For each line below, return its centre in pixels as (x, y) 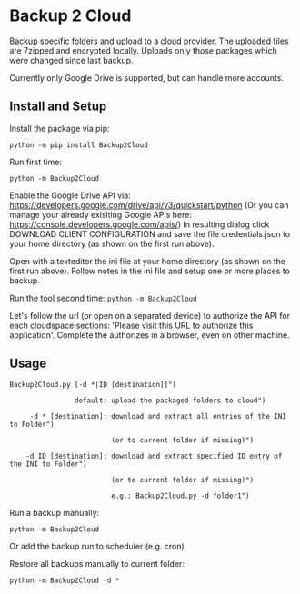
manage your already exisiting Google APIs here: (101, 214)
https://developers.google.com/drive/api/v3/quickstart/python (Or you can (149, 204)
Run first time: (35, 162)
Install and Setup (58, 107)
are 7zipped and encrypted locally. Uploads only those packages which (143, 50)
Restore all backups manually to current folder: (97, 563)
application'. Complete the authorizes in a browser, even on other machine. (150, 335)
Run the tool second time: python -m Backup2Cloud (103, 298)
